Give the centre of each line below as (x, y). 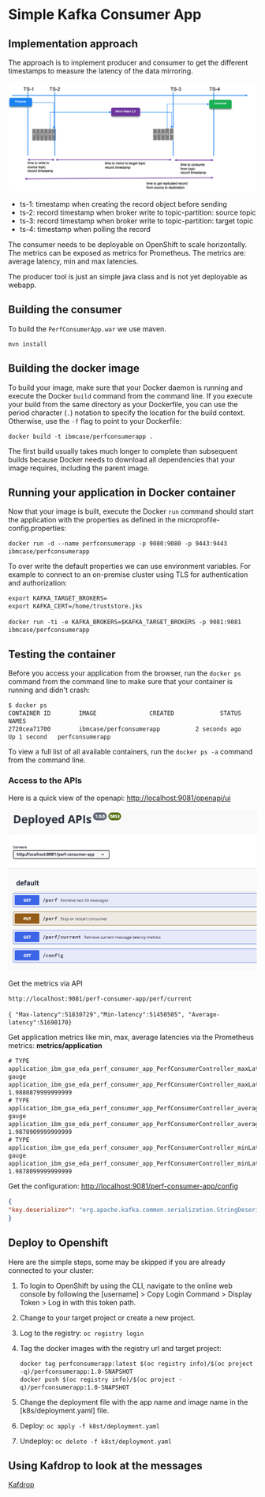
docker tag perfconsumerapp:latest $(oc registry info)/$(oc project (136, 1364)
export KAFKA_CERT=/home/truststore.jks (76, 606)
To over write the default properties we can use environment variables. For (129, 567)
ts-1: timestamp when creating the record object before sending (123, 204)
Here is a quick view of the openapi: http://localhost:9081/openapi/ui (119, 798)
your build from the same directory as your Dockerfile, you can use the (123, 404)
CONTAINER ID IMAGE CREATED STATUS (125, 713)
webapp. (22, 285)
